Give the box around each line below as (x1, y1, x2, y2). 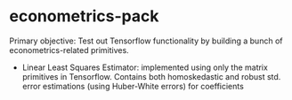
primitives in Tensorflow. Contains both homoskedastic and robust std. (21, 71, 281, 81)
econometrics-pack (9, 6, 159, 27)
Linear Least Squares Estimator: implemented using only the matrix (21, 62, 269, 73)
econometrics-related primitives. (9, 44, 129, 55)
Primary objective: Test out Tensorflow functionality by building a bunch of (9, 35, 283, 46)
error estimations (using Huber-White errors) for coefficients (21, 81, 245, 91)
